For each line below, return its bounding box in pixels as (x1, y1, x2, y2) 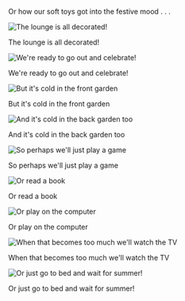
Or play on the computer (8, 222, 89, 231)
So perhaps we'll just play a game (8, 160, 119, 170)
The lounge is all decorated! (8, 37, 100, 47)
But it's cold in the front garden (8, 99, 110, 108)
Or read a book (8, 191, 58, 201)
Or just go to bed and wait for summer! (8, 284, 135, 293)
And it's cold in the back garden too (8, 130, 125, 139)
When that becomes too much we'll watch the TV (8, 253, 170, 262)
